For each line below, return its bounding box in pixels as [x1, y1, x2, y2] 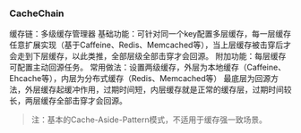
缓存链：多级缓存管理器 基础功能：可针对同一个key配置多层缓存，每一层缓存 [9, 29, 292, 39]
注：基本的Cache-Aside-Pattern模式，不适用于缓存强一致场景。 [30, 114, 267, 125]
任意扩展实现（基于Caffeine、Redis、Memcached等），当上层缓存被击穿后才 [9, 39, 291, 51]
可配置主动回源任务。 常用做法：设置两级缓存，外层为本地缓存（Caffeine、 [9, 62, 287, 73]
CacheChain [9, 7, 64, 20]
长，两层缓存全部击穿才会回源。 [9, 96, 127, 106]
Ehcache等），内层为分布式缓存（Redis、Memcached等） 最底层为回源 [9, 73, 271, 84]
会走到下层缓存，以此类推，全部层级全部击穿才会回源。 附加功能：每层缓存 [9, 51, 287, 62]
